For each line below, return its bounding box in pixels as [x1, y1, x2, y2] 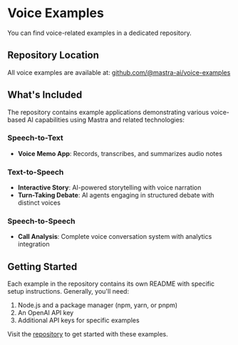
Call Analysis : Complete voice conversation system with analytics [17, 232, 212, 241]
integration [17, 240, 50, 249]
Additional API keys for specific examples [17, 316, 140, 325]
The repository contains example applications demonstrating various [7, 108, 209, 116]
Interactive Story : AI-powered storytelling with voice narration [17, 183, 202, 192]
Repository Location [7, 49, 100, 61]
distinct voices [17, 198, 61, 207]
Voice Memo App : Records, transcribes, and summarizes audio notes [17, 149, 223, 158]
